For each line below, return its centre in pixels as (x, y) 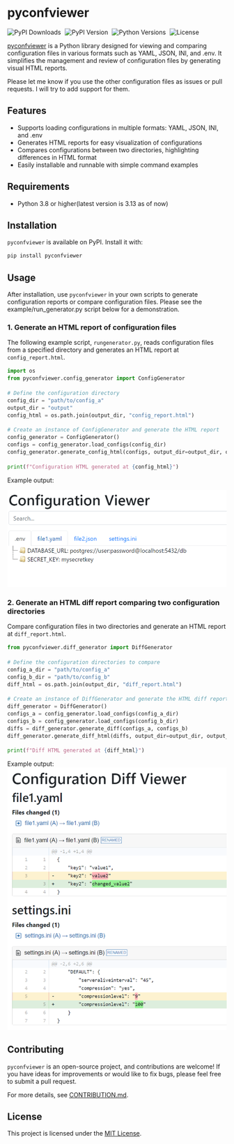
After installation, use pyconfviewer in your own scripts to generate (103, 295)
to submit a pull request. (42, 1081)
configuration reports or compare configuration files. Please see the (105, 302)
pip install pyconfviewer (45, 256)
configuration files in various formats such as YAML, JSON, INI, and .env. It (115, 53)
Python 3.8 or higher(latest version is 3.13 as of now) (93, 203)
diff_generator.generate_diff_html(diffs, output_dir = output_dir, (106, 736)
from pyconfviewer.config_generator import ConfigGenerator (96, 378)
